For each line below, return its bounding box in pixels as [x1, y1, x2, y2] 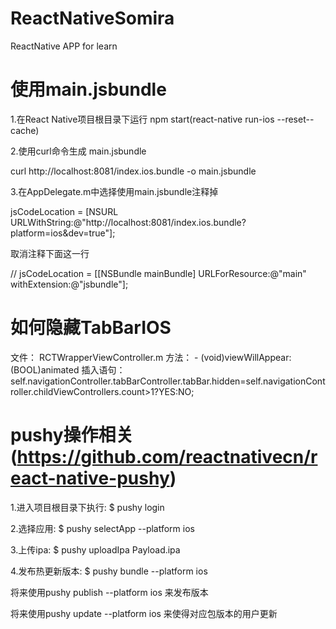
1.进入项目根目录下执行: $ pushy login [10, 501, 165, 513]
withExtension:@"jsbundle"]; [10, 278, 129, 290]
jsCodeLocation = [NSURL [10, 205, 119, 217]
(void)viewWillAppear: [200, 351, 292, 363]
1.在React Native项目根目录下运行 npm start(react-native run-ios [10, 113, 275, 125]
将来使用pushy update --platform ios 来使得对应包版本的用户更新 [10, 607, 278, 619]
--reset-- [276, 113, 315, 125]
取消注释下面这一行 [10, 247, 90, 259]
